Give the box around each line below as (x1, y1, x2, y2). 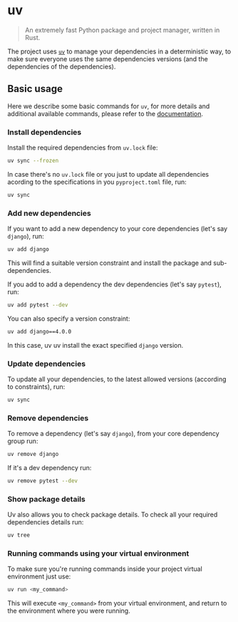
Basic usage (7, 83, 63, 95)
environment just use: (7, 572, 71, 581)
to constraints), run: (7, 383, 66, 391)
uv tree (7, 532, 31, 539)
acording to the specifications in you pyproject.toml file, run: (7, 177, 187, 186)
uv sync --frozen (7, 157, 59, 165)
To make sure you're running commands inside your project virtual (7, 565, 203, 574)
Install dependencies (7, 127, 82, 137)
